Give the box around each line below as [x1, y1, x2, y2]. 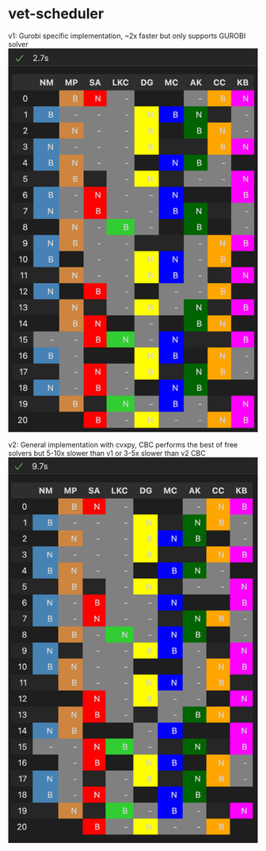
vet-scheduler [8, 5, 104, 23]
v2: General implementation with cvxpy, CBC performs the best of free [8, 439, 238, 449]
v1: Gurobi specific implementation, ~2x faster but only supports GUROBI [8, 31, 246, 40]
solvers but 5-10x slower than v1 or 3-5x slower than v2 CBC [8, 448, 206, 458]
